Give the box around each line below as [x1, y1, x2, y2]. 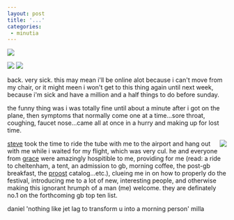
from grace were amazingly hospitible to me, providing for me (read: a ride [7, 154, 221, 163]
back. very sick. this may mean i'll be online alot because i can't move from [7, 76, 223, 84]
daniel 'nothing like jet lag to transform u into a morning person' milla [7, 205, 205, 213]
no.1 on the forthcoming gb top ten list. [7, 192, 118, 200]
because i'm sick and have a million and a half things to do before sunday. [7, 91, 219, 99]
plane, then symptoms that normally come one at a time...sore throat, [7, 112, 205, 120]
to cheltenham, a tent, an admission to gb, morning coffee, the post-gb [7, 162, 211, 170]
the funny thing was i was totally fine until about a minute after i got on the [7, 104, 221, 112]
